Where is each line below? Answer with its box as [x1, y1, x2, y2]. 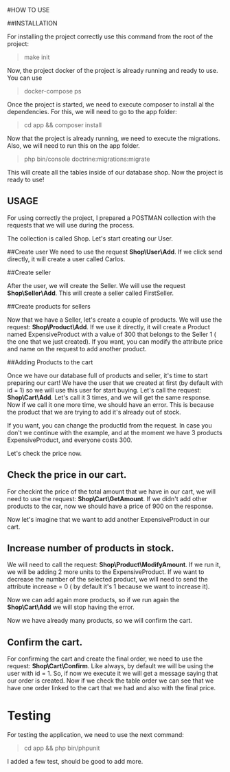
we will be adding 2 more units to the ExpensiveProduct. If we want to [7, 568, 205, 576]
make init [23, 53, 50, 61]
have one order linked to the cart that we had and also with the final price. [7, 684, 216, 692]
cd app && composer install [23, 121, 102, 129]
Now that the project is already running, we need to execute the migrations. [7, 134, 221, 142]
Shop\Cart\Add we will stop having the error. [7, 603, 135, 611]
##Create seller [7, 268, 51, 276]
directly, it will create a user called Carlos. [7, 254, 126, 263]
